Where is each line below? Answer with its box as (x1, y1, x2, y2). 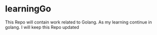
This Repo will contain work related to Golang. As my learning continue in (5, 19, 152, 25)
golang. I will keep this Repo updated (5, 24, 79, 30)
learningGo (5, 3, 51, 14)
